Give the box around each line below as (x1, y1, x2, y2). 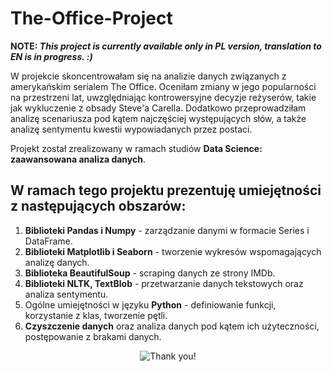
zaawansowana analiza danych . (10, 153, 147, 165)
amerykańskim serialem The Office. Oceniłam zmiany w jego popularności (10, 80, 317, 92)
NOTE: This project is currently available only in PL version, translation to (10, 40, 322, 52)
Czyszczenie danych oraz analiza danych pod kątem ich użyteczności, (24, 320, 320, 332)
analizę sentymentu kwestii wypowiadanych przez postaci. (10, 123, 253, 135)
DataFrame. (24, 235, 73, 247)
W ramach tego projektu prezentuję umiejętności (10, 182, 322, 199)
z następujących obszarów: (10, 198, 187, 215)
